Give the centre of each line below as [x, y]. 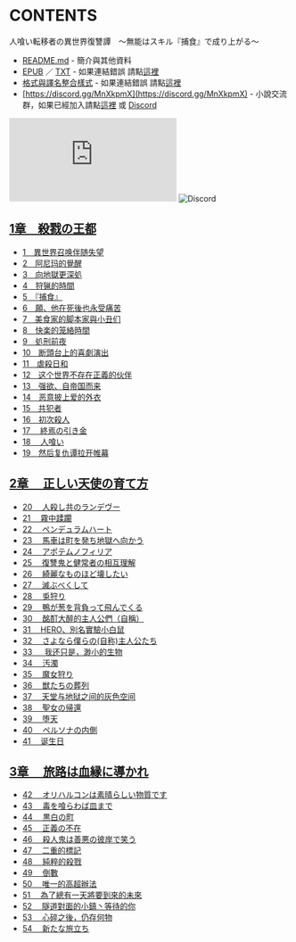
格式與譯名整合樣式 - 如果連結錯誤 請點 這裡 [102, 82]
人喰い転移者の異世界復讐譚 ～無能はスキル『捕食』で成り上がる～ [134, 41]
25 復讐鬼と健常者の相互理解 [79, 562]
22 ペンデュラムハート [67, 529]
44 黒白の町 [48, 817]
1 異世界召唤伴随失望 [63, 252]
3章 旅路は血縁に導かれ [79, 771]
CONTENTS [53, 16]
